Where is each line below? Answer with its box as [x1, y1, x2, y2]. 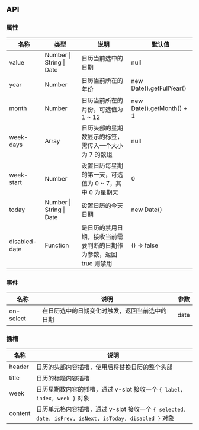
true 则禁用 [81, 259, 113, 267]
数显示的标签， [81, 133, 123, 141]
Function [44, 241, 69, 249]
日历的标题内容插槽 [36, 374, 90, 383]
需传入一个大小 [81, 142, 123, 150]
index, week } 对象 [36, 394, 89, 402]
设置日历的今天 [81, 201, 123, 210]
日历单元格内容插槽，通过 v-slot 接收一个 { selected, [36, 405, 187, 413]
